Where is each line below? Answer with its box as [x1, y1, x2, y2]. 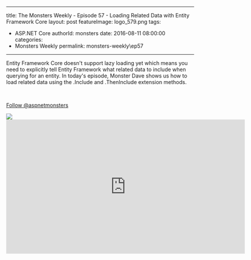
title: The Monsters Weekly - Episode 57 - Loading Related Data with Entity [6, 12, 190, 18]
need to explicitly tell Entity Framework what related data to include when [6, 66, 186, 73]
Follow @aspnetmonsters [6, 102, 69, 109]
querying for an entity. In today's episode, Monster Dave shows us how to [6, 72, 188, 79]
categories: [14, 36, 43, 43]
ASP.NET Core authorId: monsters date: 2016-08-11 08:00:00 [14, 30, 166, 36]
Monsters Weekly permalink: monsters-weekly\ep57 [14, 42, 144, 49]
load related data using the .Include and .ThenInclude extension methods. [6, 79, 187, 85]
